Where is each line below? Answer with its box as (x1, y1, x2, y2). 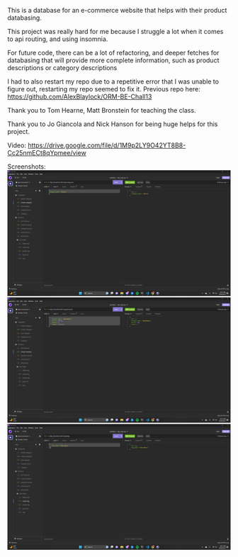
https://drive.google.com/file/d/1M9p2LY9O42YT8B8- (28, 141, 186, 150)
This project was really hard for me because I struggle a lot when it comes (7, 28, 224, 35)
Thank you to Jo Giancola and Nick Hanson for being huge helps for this (7, 120, 218, 128)
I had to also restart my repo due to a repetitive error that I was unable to (7, 77, 220, 86)
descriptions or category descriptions (7, 64, 118, 72)
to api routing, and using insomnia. (7, 35, 108, 43)
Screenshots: (7, 162, 46, 171)
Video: (7, 141, 27, 150)
